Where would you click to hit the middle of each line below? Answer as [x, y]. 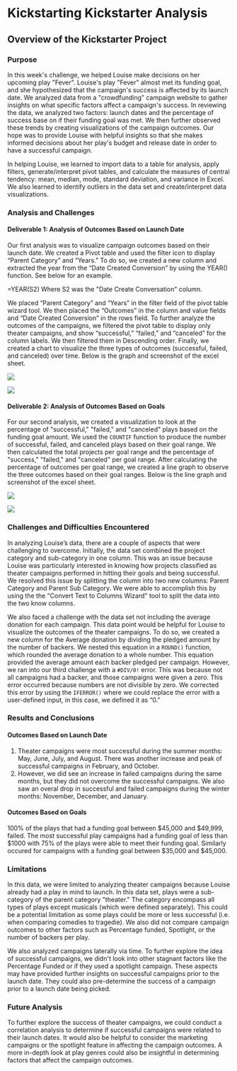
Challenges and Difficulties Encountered [79, 527]
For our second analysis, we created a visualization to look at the [102, 422]
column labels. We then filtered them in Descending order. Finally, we [108, 341]
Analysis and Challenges [51, 212]
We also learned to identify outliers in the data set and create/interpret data [117, 187]
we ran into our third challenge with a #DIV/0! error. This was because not [115, 669]
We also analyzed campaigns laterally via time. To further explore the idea [115, 951]
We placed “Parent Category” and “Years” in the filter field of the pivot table [118, 303]
